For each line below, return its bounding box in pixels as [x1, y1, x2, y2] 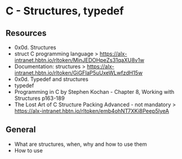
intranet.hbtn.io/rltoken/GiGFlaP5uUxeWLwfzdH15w [14, 69, 143, 76]
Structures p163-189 [14, 94, 65, 102]
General [5, 124, 37, 135]
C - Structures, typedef [5, 4, 124, 18]
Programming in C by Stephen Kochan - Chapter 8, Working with [14, 88, 175, 95]
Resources [5, 28, 47, 38]
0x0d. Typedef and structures [14, 76, 88, 82]
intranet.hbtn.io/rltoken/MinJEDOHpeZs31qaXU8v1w [14, 57, 145, 63]
